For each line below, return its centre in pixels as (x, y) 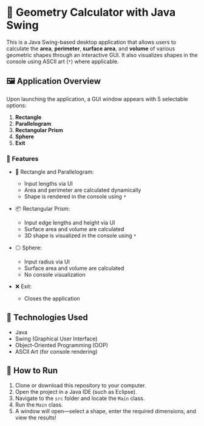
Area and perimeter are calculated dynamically (83, 190)
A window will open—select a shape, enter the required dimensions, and (105, 411)
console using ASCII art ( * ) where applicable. (63, 61)
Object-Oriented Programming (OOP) (61, 345)
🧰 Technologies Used (47, 318)
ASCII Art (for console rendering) (56, 351)
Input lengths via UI (48, 184)
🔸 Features (22, 158)
